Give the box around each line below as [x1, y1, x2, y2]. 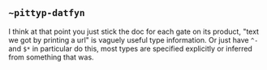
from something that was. [8, 52, 95, 62]
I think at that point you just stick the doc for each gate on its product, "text [8, 27, 260, 36]
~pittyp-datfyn [8, 7, 85, 19]
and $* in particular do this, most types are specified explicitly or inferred [8, 43, 253, 53]
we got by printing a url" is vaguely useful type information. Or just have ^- [8, 35, 258, 44]
